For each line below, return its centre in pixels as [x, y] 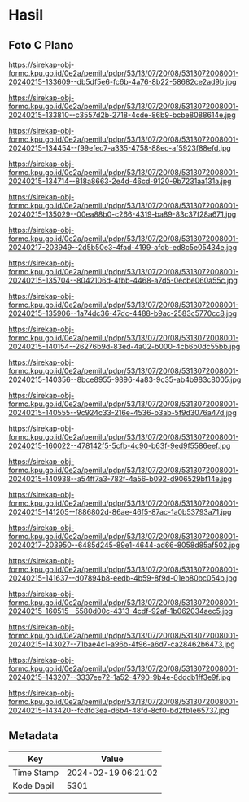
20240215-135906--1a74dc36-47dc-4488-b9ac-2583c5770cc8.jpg [123, 313]
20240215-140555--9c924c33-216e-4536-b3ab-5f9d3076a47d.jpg [123, 412]
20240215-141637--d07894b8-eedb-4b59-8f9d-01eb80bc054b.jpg [123, 578]
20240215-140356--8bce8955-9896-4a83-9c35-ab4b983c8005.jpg [125, 379]
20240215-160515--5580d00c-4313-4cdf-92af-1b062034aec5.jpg [121, 611]
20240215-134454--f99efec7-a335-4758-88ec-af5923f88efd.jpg [120, 148]
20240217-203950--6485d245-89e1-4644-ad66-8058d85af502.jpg [124, 545]
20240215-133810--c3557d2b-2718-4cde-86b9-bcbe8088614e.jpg [122, 115]
